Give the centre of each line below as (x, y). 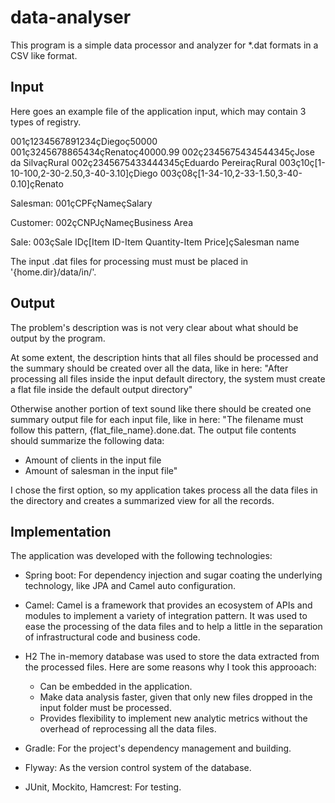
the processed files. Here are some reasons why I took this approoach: (170, 667)
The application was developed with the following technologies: (141, 556)
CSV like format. (44, 55)
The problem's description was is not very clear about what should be (154, 327)
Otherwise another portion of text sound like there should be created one (161, 408)
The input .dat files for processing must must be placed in (129, 261)
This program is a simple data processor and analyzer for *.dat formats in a (164, 45)
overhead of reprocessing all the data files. (128, 729)
